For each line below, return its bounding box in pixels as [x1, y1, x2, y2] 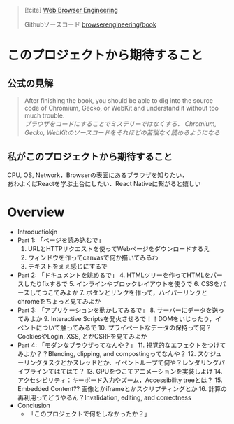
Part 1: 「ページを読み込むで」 [17, 236, 105, 244]
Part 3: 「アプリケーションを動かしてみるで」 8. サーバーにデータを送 [17, 306, 219, 314]
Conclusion [17, 401, 50, 409]
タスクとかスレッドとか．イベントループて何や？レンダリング [41, 358, 219, 367]
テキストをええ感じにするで [27, 262, 108, 270]
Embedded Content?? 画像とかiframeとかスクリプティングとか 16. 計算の [17, 384, 227, 393]
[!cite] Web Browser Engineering [24, 6, 119, 14]
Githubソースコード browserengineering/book [24, 20, 157, 29]
